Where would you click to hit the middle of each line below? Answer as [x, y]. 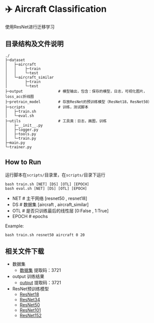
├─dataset [15, 60]
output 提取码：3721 [40, 283]
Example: [15, 226]
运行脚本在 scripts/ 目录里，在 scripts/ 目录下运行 [55, 175]
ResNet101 [30, 310]
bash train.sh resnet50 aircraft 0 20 [45, 235]
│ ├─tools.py [21, 134]
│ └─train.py [21, 138]
